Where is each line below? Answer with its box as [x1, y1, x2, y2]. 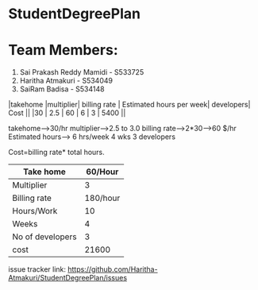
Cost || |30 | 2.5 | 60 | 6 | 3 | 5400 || [8, 108, 126, 118]
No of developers [12, 231, 77, 242]
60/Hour [86, 166, 119, 177]
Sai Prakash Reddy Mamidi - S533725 [19, 68, 144, 77]
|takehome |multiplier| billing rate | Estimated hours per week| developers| [8, 100, 251, 110]
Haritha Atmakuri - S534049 [19, 76, 114, 86]
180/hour [84, 192, 121, 203]
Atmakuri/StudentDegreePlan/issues [8, 273, 128, 283]
